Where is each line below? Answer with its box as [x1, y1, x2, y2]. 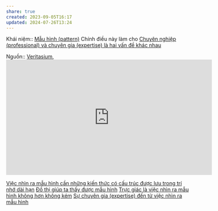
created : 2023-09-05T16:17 [6, 14, 72, 20]
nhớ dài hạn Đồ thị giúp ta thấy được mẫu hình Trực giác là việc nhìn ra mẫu [6, 186, 189, 193]
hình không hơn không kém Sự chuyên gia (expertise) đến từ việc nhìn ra [6, 192, 182, 199]
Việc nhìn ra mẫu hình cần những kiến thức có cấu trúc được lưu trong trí [6, 180, 182, 187]
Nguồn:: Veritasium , [6, 53, 54, 60]
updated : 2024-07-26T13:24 [6, 19, 72, 25]
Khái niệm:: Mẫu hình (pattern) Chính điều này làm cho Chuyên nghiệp [6, 36, 176, 43]
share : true [6, 8, 35, 15]
